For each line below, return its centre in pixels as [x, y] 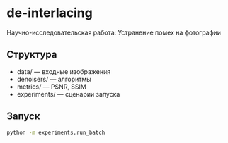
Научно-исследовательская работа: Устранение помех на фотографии [114, 32]
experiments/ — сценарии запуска [68, 94]
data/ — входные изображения [64, 71]
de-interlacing [50, 13]
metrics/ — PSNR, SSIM [51, 87]
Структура [32, 55]
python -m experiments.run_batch [56, 132]
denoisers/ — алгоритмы [54, 79]
